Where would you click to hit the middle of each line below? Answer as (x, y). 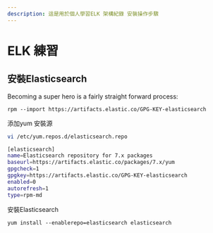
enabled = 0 (22, 182)
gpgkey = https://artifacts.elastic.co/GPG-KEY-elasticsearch (98, 175)
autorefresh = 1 (28, 188)
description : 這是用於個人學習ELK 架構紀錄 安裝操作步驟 (83, 14)
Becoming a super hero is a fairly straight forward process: (93, 96)
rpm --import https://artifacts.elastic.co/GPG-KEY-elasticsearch (107, 109)
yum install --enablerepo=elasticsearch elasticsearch (90, 222)
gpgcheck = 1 (23, 169)
